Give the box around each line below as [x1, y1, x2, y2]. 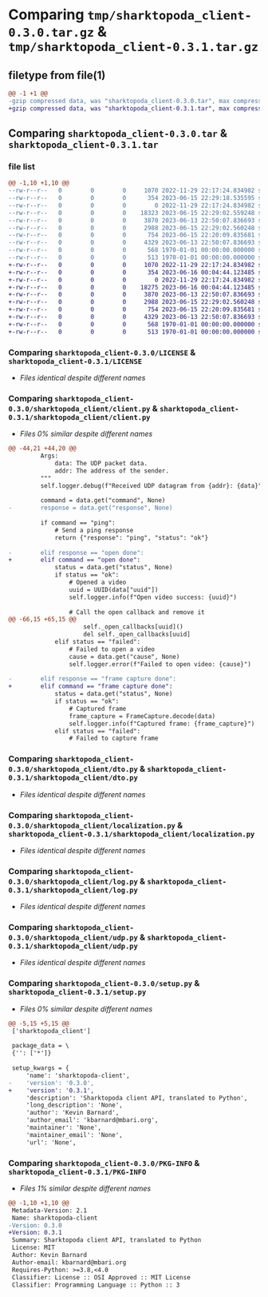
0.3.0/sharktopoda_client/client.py [8, 404, 151, 413]
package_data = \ [11, 1042, 69, 1050]
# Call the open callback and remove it [69, 608, 205, 617]
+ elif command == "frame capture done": [8, 682, 173, 691]
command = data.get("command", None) [40, 497, 166, 505]
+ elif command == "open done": [8, 556, 141, 565]
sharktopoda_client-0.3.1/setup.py [8, 988, 147, 997]
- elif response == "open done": [8, 549, 145, 557]
